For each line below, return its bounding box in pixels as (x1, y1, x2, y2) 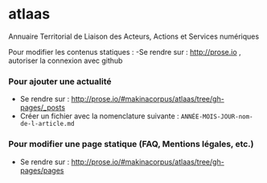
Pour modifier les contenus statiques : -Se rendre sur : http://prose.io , (8, 47, 241, 56)
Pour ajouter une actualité (8, 76, 112, 87)
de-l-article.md (19, 120, 75, 128)
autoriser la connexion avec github (8, 56, 123, 65)
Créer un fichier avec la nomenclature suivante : (19, 111, 179, 121)
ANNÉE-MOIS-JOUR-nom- (180, 113, 253, 121)
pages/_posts (19, 102, 66, 113)
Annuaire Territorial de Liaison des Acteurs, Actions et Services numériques (8, 31, 260, 41)
